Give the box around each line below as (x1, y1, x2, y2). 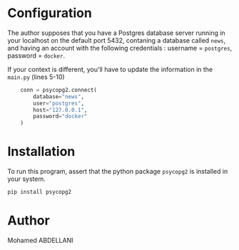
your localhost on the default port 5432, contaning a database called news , (7, 36, 226, 44)
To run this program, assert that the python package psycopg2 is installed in (7, 167, 228, 176)
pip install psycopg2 (7, 189, 72, 196)
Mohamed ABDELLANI (7, 236, 73, 244)
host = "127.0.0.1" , (33, 106, 88, 113)
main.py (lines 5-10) (7, 73, 66, 81)
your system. (7, 175, 46, 183)
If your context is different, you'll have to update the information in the (7, 65, 213, 73)
